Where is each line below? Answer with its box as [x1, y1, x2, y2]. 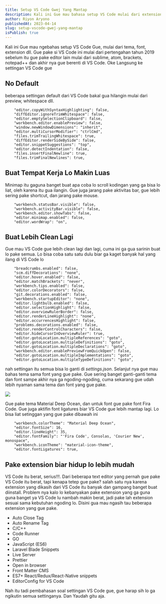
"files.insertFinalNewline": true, [14, 151, 87, 156]
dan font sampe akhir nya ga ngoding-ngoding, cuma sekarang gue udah [5, 377, 154, 383]
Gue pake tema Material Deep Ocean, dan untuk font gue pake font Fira [5, 401, 151, 407]
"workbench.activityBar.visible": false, [14, 206, 100, 211]
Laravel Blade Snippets [12, 546, 59, 552]
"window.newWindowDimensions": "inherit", [14, 125, 103, 130]
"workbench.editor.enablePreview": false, [14, 120, 103, 126]
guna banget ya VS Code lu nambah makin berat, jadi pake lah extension [5, 495, 153, 501]
